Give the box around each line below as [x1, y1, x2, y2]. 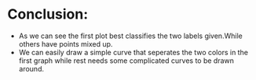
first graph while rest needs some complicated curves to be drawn [18, 56, 235, 65]
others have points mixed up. [18, 39, 113, 48]
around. [18, 64, 45, 73]
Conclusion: [7, 5, 89, 23]
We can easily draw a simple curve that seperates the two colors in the [18, 47, 249, 57]
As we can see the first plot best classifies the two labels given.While [18, 31, 243, 40]
